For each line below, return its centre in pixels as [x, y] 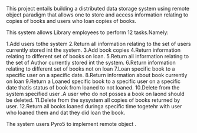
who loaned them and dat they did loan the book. [66, 112]
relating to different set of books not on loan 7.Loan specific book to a [91, 69]
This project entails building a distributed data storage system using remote [98, 9]
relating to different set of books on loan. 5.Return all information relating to [98, 56]
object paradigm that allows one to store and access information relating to [97, 15]
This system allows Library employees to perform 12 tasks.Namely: [88, 32]
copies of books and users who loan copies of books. [71, 21]
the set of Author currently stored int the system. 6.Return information [91, 62]
